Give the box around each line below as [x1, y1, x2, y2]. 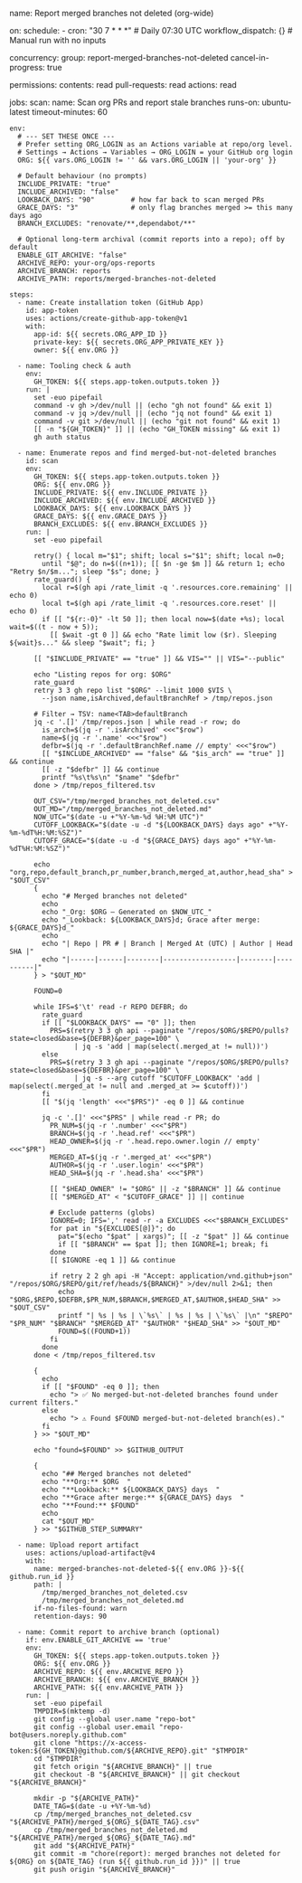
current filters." [9, 1398, 79, 1407]
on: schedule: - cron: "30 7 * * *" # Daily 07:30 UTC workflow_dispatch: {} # [9, 25, 293, 35]
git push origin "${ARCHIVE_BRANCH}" [33, 1865, 176, 1874]
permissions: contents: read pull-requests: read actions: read [9, 80, 237, 90]
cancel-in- [230, 52, 269, 62]
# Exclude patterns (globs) [49, 1208, 156, 1217]
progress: [9, 62, 45, 72]
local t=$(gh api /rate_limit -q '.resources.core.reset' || [42, 599, 278, 608]
